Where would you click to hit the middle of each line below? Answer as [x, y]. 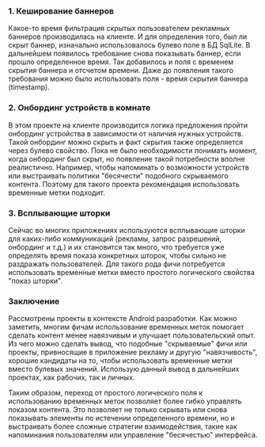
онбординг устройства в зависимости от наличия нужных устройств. [126, 133]
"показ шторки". [36, 281]
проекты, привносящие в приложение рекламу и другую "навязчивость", [133, 352]
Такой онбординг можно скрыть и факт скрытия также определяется [126, 142]
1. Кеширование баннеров [61, 11]
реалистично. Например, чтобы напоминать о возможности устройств [129, 167]
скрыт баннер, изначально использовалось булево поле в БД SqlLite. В [129, 45]
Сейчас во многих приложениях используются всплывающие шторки [127, 230]
